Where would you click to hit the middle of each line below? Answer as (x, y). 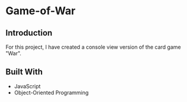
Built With (24, 72)
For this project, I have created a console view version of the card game (93, 47)
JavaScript (27, 86)
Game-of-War (40, 11)
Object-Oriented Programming (51, 93)
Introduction (29, 33)
